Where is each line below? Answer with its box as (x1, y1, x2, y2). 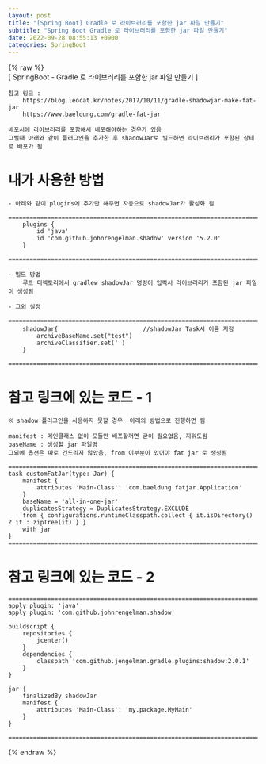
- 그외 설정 (8, 303, 41, 311)
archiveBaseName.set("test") (36, 332, 133, 340)
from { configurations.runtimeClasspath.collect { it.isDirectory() (22, 512, 253, 520)
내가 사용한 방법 (8, 171, 104, 190)
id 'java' (36, 228, 69, 236)
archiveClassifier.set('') (36, 339, 126, 347)
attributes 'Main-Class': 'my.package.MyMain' (36, 705, 193, 714)
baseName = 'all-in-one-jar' (22, 497, 119, 505)
